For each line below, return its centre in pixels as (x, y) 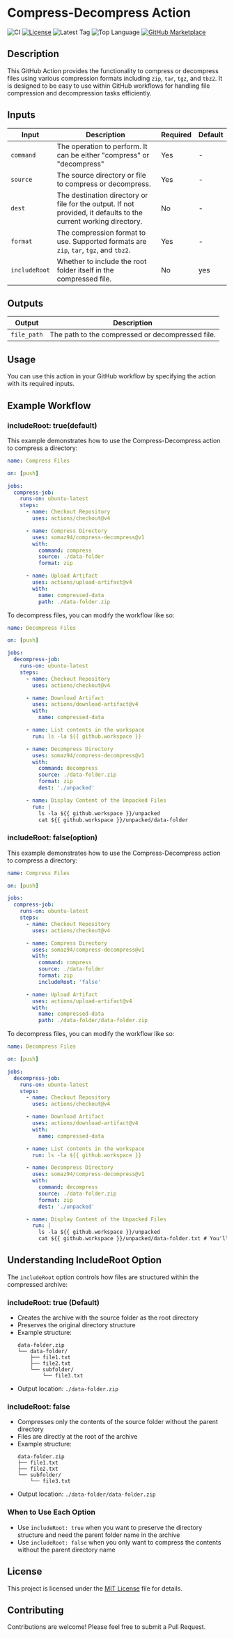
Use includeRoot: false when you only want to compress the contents (119, 1542)
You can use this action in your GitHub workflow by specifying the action (111, 376)
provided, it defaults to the (100, 213)
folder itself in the (85, 270)
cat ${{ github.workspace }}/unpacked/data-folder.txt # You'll (133, 1239)
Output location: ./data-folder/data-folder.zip (86, 1494)
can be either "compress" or (103, 155)
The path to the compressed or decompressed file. (133, 334)
